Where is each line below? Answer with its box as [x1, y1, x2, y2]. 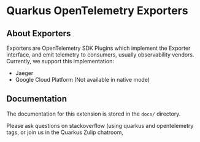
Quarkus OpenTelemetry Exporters [6, 4, 188, 18]
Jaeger [15, 69, 34, 77]
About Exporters [6, 28, 71, 39]
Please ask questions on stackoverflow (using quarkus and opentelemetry [6, 122, 194, 129]
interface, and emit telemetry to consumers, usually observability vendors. [6, 51, 194, 58]
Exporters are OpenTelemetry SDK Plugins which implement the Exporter [6, 44, 191, 52]
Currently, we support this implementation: [6, 58, 115, 65]
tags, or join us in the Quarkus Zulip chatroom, [6, 128, 124, 136]
